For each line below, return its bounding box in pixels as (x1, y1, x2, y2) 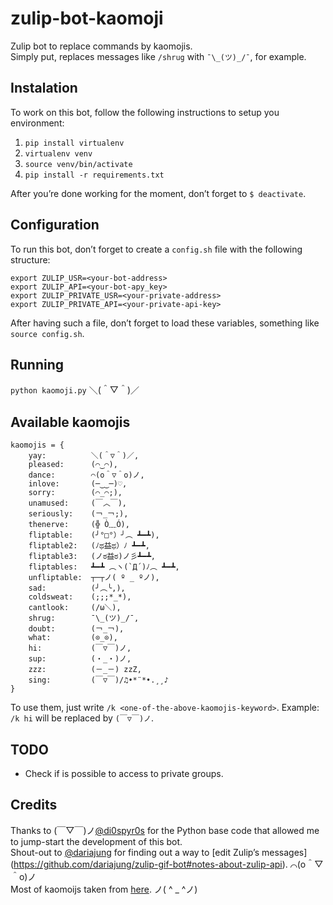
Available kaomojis (10, 413, 131, 431)
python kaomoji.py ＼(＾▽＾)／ (10, 384, 140, 396)
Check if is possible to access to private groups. (24, 768, 224, 779)
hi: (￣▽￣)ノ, (28, 643, 132, 654)
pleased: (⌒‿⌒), (28, 460, 118, 470)
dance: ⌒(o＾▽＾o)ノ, (28, 470, 145, 481)
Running (10, 356, 65, 373)
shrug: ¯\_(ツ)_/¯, (28, 613, 140, 624)
